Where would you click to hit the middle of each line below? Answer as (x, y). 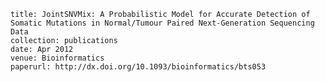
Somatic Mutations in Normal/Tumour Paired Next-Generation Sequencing (162, 23)
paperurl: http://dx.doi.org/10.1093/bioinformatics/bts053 (138, 67)
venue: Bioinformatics (57, 58)
